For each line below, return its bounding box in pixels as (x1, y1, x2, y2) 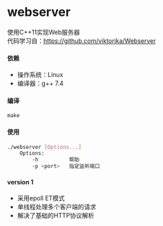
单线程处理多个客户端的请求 (17, 202, 97, 211)
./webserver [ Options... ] (7, 144, 81, 150)
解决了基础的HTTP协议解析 (17, 211, 95, 220)
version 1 (7, 177, 34, 186)
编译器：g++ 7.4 (17, 79, 64, 87)
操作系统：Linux (17, 71, 64, 79)
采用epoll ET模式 (17, 194, 66, 202)
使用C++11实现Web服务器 (7, 28, 80, 36)
